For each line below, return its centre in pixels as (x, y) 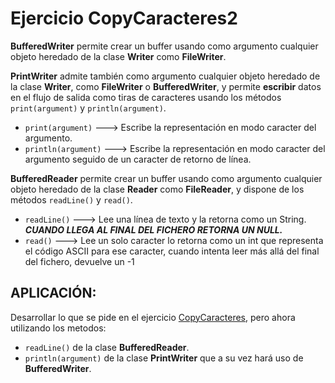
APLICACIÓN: (53, 293)
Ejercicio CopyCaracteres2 (124, 18)
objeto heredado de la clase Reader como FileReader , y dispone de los (157, 189)
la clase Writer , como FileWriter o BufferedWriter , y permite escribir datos (166, 86)
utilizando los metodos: (58, 328)
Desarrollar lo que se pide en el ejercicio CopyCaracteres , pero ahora (153, 317)
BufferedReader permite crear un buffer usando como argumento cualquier (166, 178)
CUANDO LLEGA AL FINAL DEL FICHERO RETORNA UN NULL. (153, 229)
